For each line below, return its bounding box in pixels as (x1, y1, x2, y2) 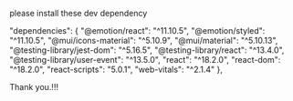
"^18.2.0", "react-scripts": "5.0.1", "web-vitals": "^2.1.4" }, (9, 64, 224, 75)
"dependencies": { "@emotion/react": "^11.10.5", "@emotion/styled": (9, 25, 266, 35)
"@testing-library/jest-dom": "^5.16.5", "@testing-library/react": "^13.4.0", (9, 45, 285, 56)
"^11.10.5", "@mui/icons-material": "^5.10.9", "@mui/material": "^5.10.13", (9, 35, 278, 45)
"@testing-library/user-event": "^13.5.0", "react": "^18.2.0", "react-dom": (9, 55, 281, 65)
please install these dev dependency (9, 8, 148, 18)
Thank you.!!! (9, 82, 59, 92)
